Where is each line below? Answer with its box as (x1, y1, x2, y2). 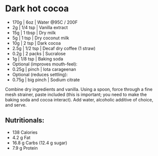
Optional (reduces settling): (12, 71, 68, 77)
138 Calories (12, 129, 38, 135)
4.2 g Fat (12, 134, 31, 140)
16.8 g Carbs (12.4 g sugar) (12, 140, 67, 146)
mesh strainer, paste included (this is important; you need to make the (5, 92, 147, 97)
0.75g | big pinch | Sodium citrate (12, 77, 80, 83)
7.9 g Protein (12, 145, 38, 151)
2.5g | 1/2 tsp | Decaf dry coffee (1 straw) (12, 45, 96, 51)
